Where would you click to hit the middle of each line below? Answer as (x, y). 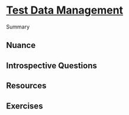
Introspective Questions (52, 66)
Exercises (25, 106)
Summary (18, 27)
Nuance (21, 45)
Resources (26, 86)
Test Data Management (64, 10)
